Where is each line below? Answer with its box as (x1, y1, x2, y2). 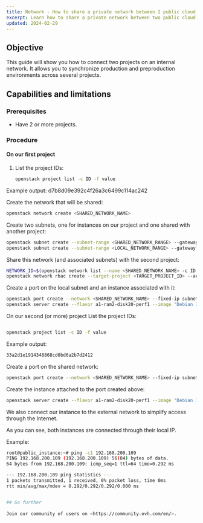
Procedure (6, 135, 38, 144)
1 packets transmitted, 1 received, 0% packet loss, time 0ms (6, 478, 166, 484)
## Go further (6, 499, 42, 505)
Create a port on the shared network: (6, 363, 98, 370)
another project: (6, 227, 47, 235)
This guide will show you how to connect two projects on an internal (6, 59, 176, 66)
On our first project (6, 151, 56, 158)
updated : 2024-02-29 (6, 20, 59, 26)
